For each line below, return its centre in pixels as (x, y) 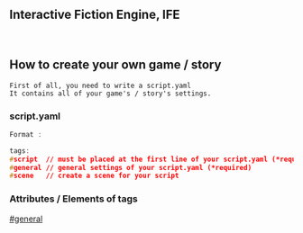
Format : (26, 134)
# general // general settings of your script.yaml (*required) (131, 167)
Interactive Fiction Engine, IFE (95, 15)
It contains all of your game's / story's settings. (110, 94)
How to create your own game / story (115, 65)
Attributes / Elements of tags (73, 199)
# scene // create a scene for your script (94, 176)
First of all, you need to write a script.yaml (101, 85)
